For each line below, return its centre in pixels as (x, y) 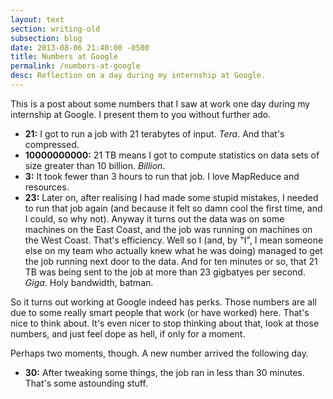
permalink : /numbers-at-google (75, 66)
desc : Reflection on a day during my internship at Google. (138, 76)
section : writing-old (55, 29)
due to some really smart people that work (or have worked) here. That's (160, 312)
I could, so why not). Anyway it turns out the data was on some (154, 218)
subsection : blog (46, 38)
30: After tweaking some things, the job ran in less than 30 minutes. (164, 372)
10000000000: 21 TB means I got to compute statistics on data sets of (172, 155)
